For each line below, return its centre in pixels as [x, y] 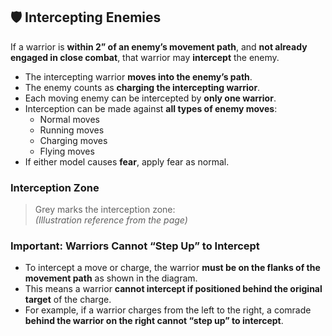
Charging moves [73, 140]
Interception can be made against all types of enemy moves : [151, 108]
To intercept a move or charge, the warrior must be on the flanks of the [172, 268]
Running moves [72, 130]
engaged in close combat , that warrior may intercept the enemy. [145, 57]
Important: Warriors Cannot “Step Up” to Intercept [135, 246]
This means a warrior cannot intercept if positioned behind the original [173, 289]
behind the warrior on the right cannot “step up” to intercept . [154, 321]
